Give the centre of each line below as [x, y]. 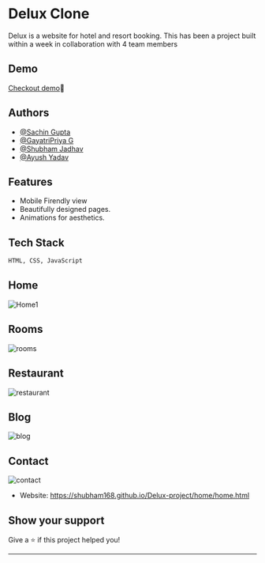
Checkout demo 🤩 [36, 88]
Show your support [56, 520]
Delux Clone [49, 14]
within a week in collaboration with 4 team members [93, 43]
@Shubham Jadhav [51, 149]
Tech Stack [36, 242]
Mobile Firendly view [53, 201]
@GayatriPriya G [47, 140]
